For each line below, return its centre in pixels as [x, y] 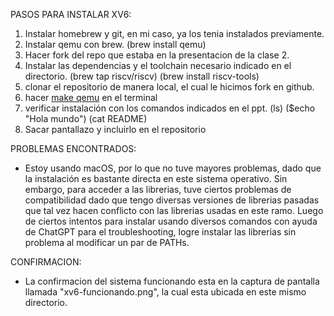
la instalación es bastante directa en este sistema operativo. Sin [156, 178]
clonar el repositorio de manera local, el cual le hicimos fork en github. [169, 87]
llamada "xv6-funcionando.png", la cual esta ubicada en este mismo [165, 292]
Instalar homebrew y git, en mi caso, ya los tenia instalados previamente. [174, 33]
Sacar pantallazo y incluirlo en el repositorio [115, 129]
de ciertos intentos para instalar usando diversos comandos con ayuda [171, 221]
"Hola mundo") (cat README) [86, 118]
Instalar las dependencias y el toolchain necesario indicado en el [158, 65]
